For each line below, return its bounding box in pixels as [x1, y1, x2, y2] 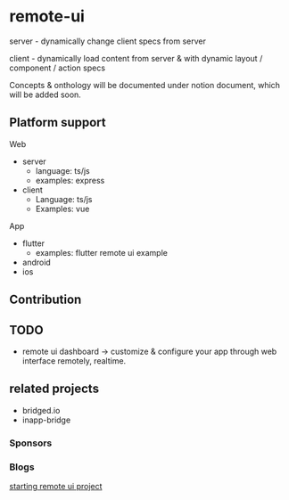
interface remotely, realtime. [21, 355, 127, 366]
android [21, 257, 51, 267]
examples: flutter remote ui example [35, 247, 168, 258]
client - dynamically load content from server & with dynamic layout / [9, 53, 263, 63]
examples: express [35, 175, 105, 185]
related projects [9, 381, 100, 397]
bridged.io [21, 405, 61, 415]
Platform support [9, 115, 106, 130]
